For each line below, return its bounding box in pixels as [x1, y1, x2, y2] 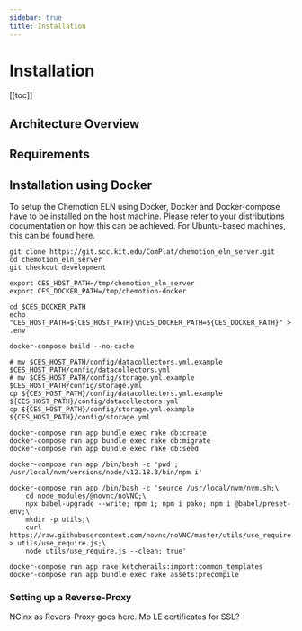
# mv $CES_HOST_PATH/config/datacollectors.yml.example [9, 357, 223, 367]
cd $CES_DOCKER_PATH [9, 302, 87, 311]
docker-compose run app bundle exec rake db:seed [9, 445, 200, 454]
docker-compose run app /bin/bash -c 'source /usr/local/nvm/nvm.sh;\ [9, 483, 280, 493]
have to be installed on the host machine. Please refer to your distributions [9, 211, 285, 221]
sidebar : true [9, 13, 63, 23]
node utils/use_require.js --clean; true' [25, 546, 187, 556]
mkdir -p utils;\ [25, 515, 91, 525]
